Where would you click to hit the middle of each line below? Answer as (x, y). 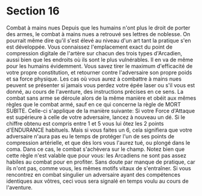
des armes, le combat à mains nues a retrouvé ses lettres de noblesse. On (98, 34)
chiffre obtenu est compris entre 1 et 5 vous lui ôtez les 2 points (85, 123)
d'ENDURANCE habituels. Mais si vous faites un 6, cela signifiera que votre (99, 130)
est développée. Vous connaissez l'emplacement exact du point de (90, 47)
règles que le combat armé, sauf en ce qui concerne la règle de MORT (94, 104)
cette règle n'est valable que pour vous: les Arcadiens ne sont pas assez (96, 155)
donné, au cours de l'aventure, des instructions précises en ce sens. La (95, 91)
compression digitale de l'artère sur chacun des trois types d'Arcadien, (94, 53)
